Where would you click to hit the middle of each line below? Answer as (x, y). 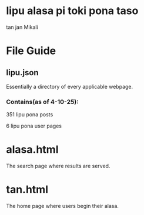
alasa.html (32, 150)
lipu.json (23, 73)
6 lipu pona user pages (34, 126)
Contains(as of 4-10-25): (42, 102)
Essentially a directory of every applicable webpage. (70, 86)
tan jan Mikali (22, 27)
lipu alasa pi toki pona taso (72, 11)
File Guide (31, 51)
